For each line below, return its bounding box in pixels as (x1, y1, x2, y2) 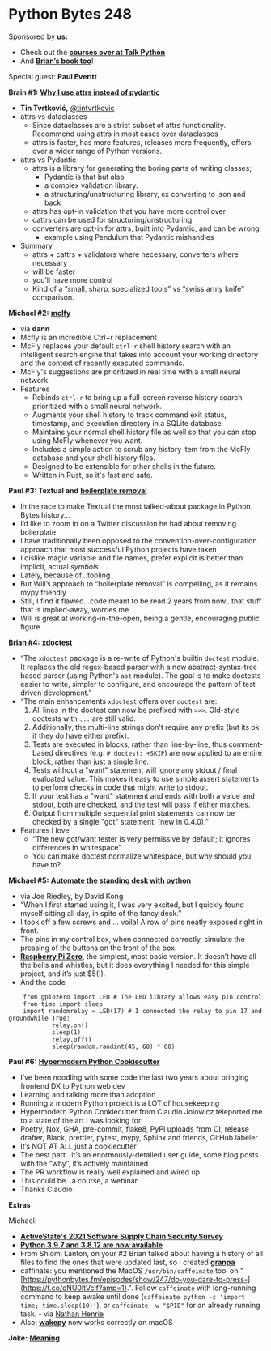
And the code (19, 977, 66, 987)
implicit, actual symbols (19, 561, 99, 571)
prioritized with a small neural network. (32, 401, 163, 411)
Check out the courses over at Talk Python (19, 47, 166, 57)
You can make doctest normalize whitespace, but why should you (32, 851, 252, 861)
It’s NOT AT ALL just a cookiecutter (19, 1141, 138, 1151)
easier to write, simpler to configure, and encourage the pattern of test (19, 679, 256, 688)
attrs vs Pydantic (19, 155, 77, 164)
